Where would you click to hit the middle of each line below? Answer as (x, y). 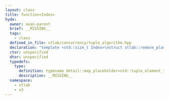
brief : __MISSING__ (30, 29)
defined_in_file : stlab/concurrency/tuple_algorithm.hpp (71, 43)
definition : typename (41, 71)
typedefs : (20, 62)
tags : (16, 33)
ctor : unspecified (29, 52)
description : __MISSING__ (46, 76)
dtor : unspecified (29, 57)
